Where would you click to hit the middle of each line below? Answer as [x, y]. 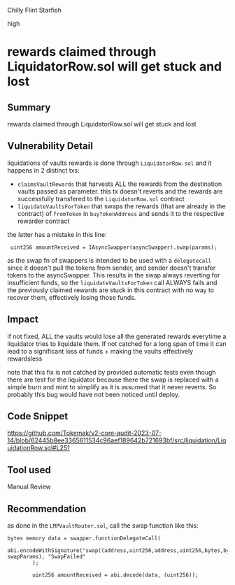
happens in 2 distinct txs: [43, 170]
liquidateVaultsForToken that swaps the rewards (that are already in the [121, 206]
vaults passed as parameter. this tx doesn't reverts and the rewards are [120, 191]
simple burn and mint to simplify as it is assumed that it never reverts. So [112, 387]
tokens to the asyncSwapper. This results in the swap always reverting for [114, 275]
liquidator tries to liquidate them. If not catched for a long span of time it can [117, 344]
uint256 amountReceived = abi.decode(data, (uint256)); [115, 575]
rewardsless [25, 359]
